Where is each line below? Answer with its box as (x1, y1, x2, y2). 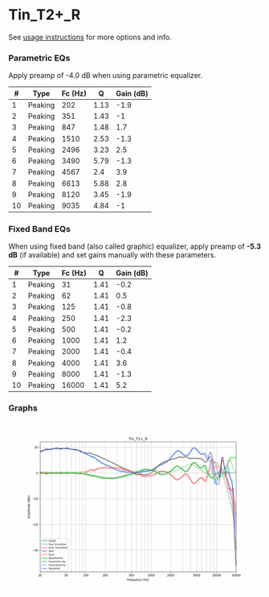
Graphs (8, 402, 38, 414)
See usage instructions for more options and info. (8, 32, 173, 42)
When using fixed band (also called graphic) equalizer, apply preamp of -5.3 (8, 241, 261, 251)
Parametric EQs (8, 52, 71, 64)
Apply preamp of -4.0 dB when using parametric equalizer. (8, 71, 203, 80)
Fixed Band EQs (8, 223, 71, 234)
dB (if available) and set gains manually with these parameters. (8, 250, 217, 260)
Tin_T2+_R (8, 6, 81, 24)
